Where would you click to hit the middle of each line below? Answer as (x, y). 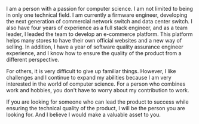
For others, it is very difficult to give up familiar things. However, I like (91, 71)
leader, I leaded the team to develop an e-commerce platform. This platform (99, 34)
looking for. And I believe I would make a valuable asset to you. (84, 114)
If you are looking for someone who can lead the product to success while (98, 102)
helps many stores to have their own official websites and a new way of (94, 40)
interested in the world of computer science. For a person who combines (96, 84)
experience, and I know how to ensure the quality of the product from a (94, 53)
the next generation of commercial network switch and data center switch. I (99, 21)
